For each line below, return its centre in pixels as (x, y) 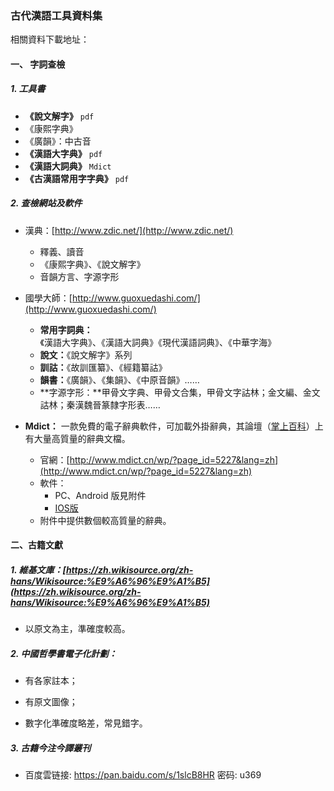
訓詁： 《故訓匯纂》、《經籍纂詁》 (103, 367)
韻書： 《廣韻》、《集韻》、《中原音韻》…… (119, 379)
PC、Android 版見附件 (100, 495)
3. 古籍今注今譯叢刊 (51, 748)
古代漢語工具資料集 (56, 15)
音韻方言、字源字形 (79, 276)
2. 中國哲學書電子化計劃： (64, 653)
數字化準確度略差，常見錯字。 (86, 723)
